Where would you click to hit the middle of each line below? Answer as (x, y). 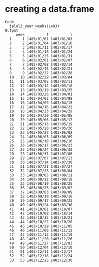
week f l (44, 35)
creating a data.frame (50, 9)
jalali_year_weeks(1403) (34, 26)
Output (12, 30)
